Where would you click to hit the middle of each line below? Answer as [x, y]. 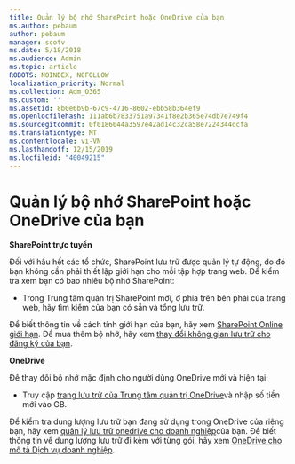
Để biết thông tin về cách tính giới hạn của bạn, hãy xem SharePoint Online [146, 325]
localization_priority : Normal [67, 83]
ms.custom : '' [36, 100]
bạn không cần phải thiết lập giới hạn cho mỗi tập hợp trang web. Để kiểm [144, 271]
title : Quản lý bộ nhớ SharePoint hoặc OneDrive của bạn [117, 17]
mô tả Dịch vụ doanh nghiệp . [62, 450]
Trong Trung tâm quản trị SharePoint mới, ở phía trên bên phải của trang [154, 298]
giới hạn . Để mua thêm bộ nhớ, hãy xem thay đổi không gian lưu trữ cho [140, 334]
